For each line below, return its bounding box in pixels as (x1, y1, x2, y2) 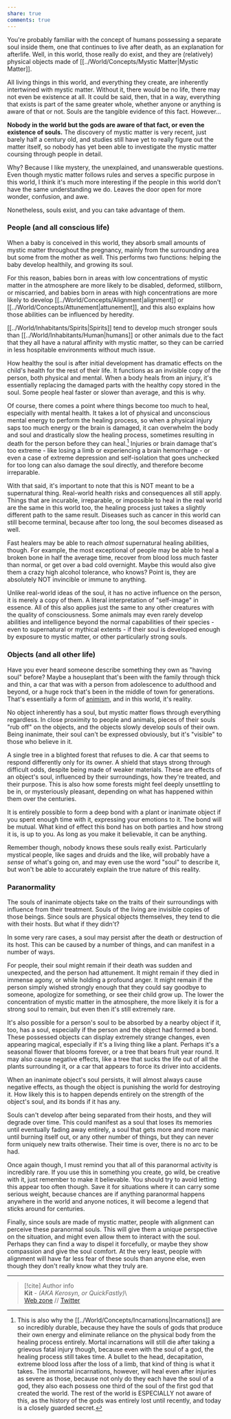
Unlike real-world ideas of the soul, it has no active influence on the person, (7, 589, 222, 597)
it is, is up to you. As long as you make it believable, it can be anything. (7, 830, 208, 838)
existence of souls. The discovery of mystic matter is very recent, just (7, 128, 207, 136)
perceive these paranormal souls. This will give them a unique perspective (7, 1226, 218, 1234)
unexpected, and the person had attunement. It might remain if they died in (7, 968, 219, 977)
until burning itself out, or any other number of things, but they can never (7, 1133, 214, 1141)
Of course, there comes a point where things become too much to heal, (7, 401, 210, 409)
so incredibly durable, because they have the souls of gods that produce (16, 1323, 223, 1332)
